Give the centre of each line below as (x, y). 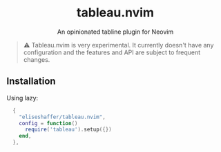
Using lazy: (22, 98)
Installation (31, 82)
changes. (37, 59)
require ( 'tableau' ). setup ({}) (68, 130)
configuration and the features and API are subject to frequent (112, 52)
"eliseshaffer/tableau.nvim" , (63, 117)
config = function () (48, 123)
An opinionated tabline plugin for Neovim (115, 32)
